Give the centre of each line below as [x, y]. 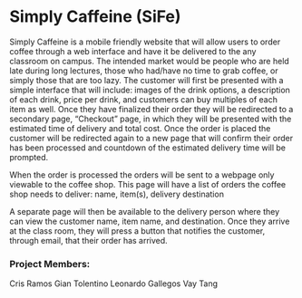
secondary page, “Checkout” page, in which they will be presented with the [151, 119]
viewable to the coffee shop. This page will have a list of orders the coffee [148, 184]
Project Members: [50, 264]
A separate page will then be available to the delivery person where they [145, 211]
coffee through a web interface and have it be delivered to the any [133, 51]
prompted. [29, 157]
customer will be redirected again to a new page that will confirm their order [151, 138]
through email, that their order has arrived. [88, 240]
